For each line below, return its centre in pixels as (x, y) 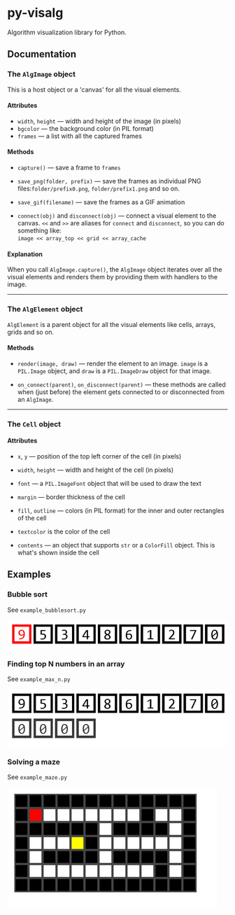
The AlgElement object (45, 309)
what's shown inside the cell (58, 552)
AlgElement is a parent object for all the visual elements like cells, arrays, (111, 324)
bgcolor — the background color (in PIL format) (85, 128)
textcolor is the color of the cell (64, 531)
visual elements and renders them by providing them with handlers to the (113, 277)
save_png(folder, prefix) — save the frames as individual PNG (109, 181)
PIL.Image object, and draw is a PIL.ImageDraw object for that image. (114, 371)
